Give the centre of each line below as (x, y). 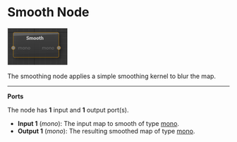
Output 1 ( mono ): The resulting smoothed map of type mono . (106, 131)
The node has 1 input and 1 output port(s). (68, 110)
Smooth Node (48, 12)
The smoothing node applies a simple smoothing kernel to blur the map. (112, 76)
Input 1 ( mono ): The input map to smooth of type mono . (98, 123)
